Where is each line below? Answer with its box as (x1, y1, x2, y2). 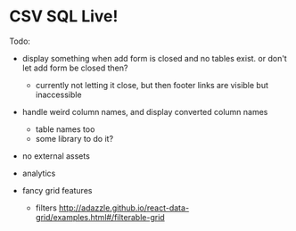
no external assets (21, 150, 91, 161)
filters (35, 202, 58, 213)
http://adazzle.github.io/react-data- (58, 202, 190, 213)
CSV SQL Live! (9, 6, 119, 27)
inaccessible (35, 89, 82, 100)
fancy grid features (21, 185, 93, 195)
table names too (35, 123, 95, 135)
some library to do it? (35, 133, 114, 144)
